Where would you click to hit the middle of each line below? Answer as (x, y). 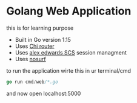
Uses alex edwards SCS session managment (71, 52)
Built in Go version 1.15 (43, 39)
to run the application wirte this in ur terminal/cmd (69, 70)
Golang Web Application (69, 11)
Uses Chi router (35, 46)
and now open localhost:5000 (44, 93)
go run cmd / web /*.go (32, 82)
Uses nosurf (31, 59)
